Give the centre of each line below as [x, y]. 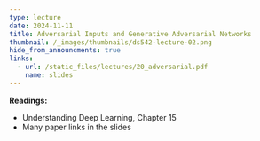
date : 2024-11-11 [41, 26]
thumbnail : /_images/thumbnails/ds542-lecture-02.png [111, 42]
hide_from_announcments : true [65, 51]
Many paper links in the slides [76, 127]
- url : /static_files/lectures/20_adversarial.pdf [113, 67]
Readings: [28, 100]
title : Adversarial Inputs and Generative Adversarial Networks [130, 34]
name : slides [49, 75]
